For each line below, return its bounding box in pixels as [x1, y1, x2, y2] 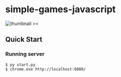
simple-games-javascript [5, 4, 116, 15]
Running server [5, 50, 45, 58]
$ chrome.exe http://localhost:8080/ [5, 66, 86, 72]
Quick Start [5, 35, 43, 44]
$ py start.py [5, 62, 36, 67]
